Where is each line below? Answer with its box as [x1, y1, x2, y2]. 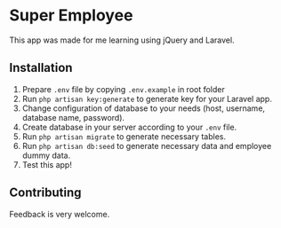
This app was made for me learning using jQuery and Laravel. [9, 35, 235, 45]
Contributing [9, 185, 82, 200]
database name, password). [21, 112, 125, 122]
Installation [9, 60, 73, 75]
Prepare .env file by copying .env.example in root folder [21, 83, 225, 94]
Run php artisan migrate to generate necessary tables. [21, 130, 227, 142]
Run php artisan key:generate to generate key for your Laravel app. [21, 93, 273, 104]
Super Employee [9, 5, 133, 26]
